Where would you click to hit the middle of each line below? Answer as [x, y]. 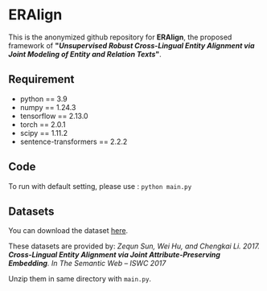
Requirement [41, 79]
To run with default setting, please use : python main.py [100, 186]
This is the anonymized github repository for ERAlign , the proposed [120, 37]
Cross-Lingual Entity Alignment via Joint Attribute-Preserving [115, 255]
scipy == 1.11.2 [44, 133]
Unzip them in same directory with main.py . [80, 279]
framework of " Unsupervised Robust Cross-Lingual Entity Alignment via [131, 45]
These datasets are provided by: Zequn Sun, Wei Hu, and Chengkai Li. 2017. [134, 246]
